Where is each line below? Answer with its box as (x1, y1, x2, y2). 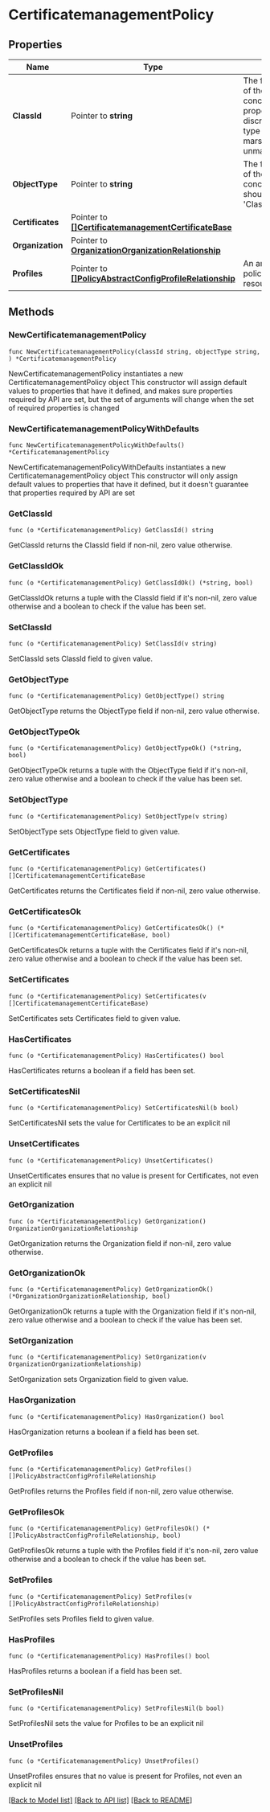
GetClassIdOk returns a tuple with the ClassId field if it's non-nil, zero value (8, 592, 257, 602)
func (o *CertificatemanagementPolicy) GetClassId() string (8, 527, 215, 535)
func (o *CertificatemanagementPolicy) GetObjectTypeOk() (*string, (8, 744, 243, 752)
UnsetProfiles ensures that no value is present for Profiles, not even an (8, 1771, 243, 1781)
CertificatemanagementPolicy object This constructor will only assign (8, 470, 239, 480)
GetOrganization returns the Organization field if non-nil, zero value (8, 1238, 231, 1248)
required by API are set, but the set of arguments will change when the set (8, 394, 255, 404)
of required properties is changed (8, 403, 120, 412)
